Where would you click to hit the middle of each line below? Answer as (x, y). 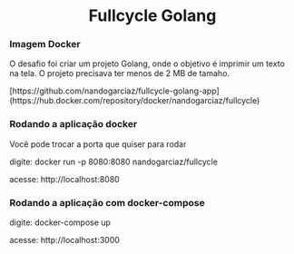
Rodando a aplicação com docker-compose (108, 202)
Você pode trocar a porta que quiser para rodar (98, 144)
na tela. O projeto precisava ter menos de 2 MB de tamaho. (119, 73)
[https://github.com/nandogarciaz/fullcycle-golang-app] (114, 91)
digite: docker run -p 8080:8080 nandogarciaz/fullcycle (113, 161)
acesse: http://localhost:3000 (65, 240)
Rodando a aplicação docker (73, 124)
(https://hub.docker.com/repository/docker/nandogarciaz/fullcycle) (135, 101)
